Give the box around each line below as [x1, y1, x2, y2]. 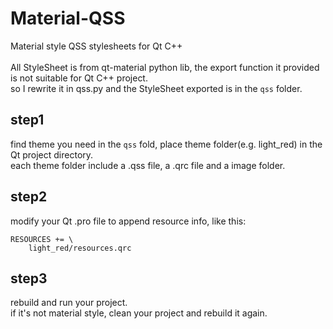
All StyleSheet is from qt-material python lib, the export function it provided [10, 61, 320, 73]
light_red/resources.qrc [28, 243, 132, 253]
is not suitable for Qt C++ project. [10, 72, 148, 84]
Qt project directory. [10, 148, 94, 161]
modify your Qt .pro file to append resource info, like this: [10, 215, 247, 227]
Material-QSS [10, 7, 126, 30]
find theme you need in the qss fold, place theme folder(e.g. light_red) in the [10, 138, 323, 150]
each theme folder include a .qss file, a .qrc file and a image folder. [10, 159, 286, 171]
